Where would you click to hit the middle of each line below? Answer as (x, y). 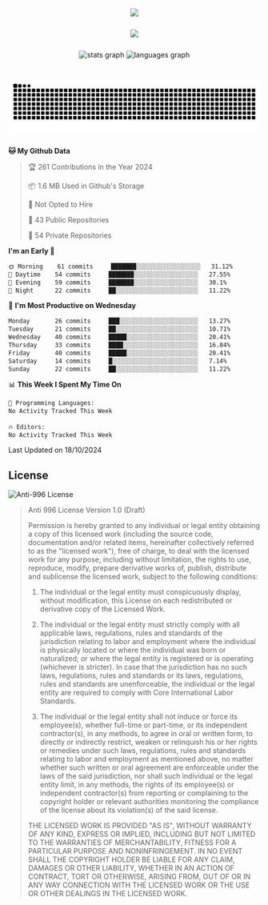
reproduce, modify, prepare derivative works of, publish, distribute (137, 568)
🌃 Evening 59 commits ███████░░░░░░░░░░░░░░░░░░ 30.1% (118, 283)
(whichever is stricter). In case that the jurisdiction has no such (144, 667)
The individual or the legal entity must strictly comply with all (140, 625)
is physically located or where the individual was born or (133, 650)
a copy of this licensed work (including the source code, (120, 534)
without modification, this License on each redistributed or (136, 601)
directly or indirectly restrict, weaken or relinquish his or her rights (148, 742)
